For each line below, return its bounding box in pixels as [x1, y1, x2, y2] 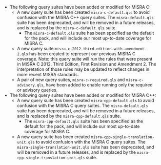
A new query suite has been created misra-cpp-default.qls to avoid [17, 98, 155, 103]
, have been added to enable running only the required [43, 82, 153, 87]
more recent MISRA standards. [17, 72, 79, 77]
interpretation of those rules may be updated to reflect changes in [17, 66, 150, 72]
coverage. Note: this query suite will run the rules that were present [17, 56, 153, 62]
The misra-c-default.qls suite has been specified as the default [24, 30, 154, 36]
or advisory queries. [17, 87, 58, 93]
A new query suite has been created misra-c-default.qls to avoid [17, 9, 150, 15]
